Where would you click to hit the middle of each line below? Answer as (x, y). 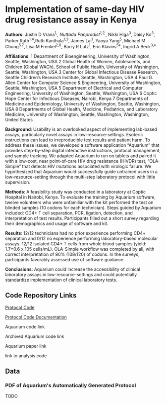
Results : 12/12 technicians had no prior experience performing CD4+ (76, 233)
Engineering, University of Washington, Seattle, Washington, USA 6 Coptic (81, 93)
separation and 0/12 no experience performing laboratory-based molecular (82, 238)
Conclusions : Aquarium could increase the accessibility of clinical (73, 269)
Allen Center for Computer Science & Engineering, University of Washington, (83, 83)
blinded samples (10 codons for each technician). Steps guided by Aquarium (83, 207)
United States (19, 119)
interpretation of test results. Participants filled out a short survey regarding (82, 218)
